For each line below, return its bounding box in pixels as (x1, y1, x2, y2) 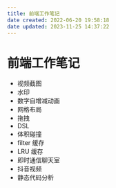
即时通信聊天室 (17, 156, 60, 164)
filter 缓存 (17, 139, 45, 147)
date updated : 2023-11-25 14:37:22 (7, 23, 110, 30)
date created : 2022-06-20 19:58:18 (7, 17, 110, 24)
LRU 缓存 (17, 147, 43, 156)
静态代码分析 (17, 173, 54, 182)
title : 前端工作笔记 (7, 10, 60, 17)
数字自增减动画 (17, 96, 60, 105)
